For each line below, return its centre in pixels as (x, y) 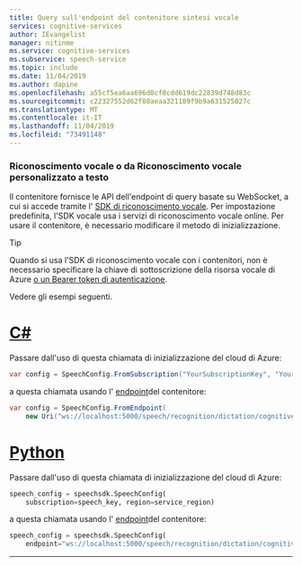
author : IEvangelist (48, 34)
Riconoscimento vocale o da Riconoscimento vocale (126, 165)
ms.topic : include (44, 68)
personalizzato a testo (59, 177)
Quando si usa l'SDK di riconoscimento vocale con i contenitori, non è (138, 261)
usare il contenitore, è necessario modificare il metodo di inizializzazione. (145, 226)
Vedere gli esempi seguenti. (61, 296)
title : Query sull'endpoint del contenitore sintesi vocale (124, 18)
